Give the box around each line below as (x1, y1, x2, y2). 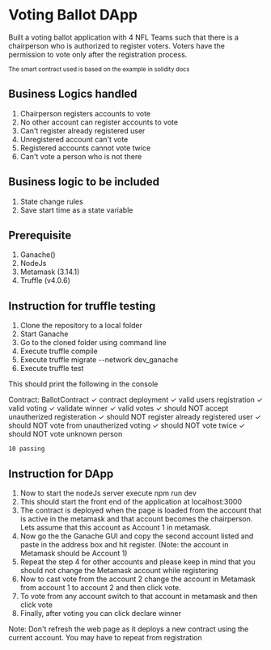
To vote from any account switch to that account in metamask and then (19, 592, 258, 601)
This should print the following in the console (8, 379, 159, 389)
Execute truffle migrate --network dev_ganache (19, 355, 179, 365)
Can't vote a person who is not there (19, 151, 142, 161)
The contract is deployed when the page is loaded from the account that (19, 505, 262, 515)
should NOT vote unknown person (8, 429, 123, 439)
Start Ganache (19, 329, 69, 339)
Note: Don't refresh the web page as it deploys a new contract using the (8, 624, 249, 634)
